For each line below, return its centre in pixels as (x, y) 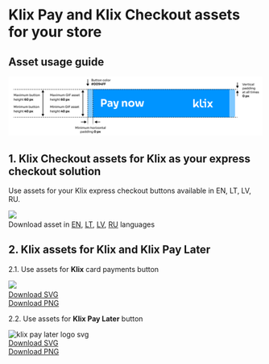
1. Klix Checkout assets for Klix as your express (130, 159)
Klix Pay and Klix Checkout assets (124, 15)
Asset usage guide (56, 62)
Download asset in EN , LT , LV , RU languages (82, 224)
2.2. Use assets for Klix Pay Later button (76, 318)
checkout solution (55, 171)
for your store (55, 32)
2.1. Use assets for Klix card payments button (84, 269)
